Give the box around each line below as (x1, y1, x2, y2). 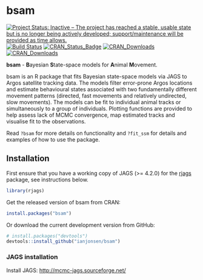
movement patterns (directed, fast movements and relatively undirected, (6, 92, 187, 99)
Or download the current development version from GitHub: (6, 221, 156, 229)
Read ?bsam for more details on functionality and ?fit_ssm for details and (6, 129, 187, 137)
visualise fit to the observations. (6, 117, 86, 125)
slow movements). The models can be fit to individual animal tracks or (6, 98, 181, 106)
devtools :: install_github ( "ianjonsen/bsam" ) (6, 238, 121, 245)
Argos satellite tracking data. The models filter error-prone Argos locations (6, 79, 193, 86)
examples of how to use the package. (6, 135, 100, 143)
